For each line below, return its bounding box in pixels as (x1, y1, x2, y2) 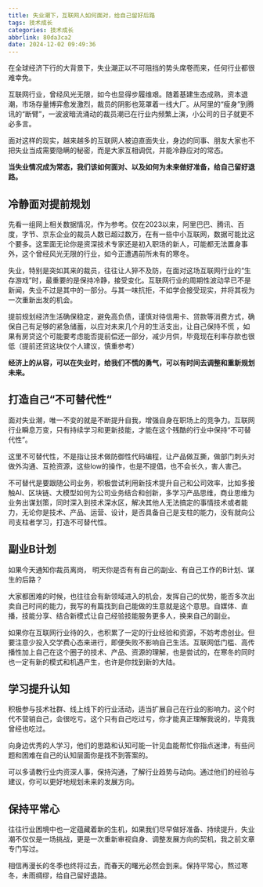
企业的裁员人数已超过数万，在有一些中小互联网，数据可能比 (56, 229, 248, 239)
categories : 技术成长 (8, 26, 74, 34)
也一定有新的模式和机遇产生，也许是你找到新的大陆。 (8, 657, 180, 666)
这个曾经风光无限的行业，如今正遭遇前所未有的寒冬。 (21, 249, 193, 258)
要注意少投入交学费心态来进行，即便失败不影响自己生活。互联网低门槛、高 (8, 637, 248, 647)
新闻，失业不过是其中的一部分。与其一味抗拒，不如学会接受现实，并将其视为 (8, 285, 255, 294)
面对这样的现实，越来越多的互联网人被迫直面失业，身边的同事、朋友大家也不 (8, 136, 255, 145)
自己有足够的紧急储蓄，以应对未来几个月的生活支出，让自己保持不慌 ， (14, 321, 243, 330)
